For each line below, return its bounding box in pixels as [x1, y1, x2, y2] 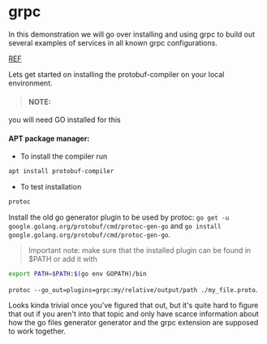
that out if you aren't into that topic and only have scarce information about [8, 308, 260, 319]
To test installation [19, 182, 82, 192]
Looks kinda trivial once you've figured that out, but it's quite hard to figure [8, 300, 259, 310]
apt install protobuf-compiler [8, 168, 114, 176]
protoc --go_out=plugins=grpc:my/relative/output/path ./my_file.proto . [8, 284, 258, 294]
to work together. [8, 326, 67, 336]
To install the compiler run [19, 151, 108, 161]
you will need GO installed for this [8, 115, 121, 124]
